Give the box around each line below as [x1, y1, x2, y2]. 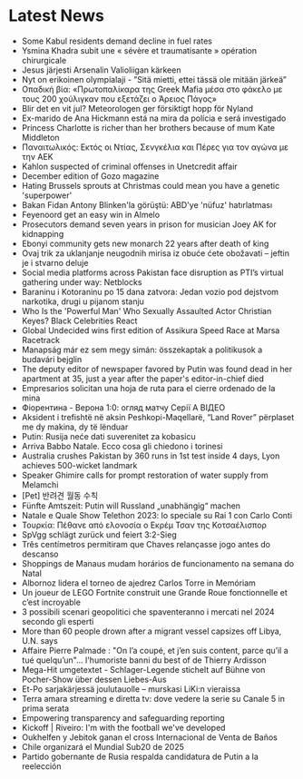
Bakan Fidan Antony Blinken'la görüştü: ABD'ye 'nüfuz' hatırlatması [21, 199, 273, 210]
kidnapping [21, 228, 64, 239]
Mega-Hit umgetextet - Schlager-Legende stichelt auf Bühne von [21, 664, 266, 675]
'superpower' [21, 190, 73, 201]
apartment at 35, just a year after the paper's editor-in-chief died [21, 373, 265, 384]
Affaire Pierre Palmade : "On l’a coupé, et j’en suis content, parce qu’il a [21, 645, 289, 656]
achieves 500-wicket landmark [21, 459, 138, 470]
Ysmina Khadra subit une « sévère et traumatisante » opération [21, 44, 258, 55]
